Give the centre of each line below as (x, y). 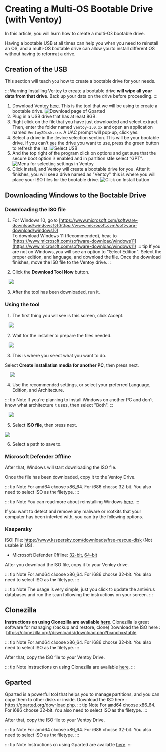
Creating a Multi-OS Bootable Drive (79, 9)
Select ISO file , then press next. (45, 425)
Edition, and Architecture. (38, 390)
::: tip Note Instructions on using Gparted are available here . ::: (69, 744)
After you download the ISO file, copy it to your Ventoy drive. (67, 565)
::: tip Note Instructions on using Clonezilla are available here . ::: (70, 667)
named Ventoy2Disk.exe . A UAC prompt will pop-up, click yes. (75, 132)
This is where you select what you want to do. (59, 355)
